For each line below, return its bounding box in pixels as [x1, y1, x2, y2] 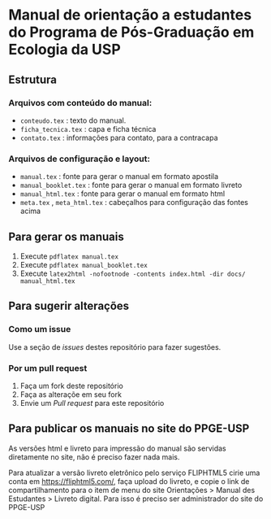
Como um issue [8, 324, 71, 335]
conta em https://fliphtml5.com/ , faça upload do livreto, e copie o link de [8, 476, 250, 486]
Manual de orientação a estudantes [8, 6, 252, 24]
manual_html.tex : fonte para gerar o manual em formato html [19, 189, 226, 198]
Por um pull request [8, 362, 88, 373]
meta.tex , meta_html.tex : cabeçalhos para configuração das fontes [19, 198, 249, 207]
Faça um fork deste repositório [19, 381, 123, 390]
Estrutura [8, 72, 58, 86]
